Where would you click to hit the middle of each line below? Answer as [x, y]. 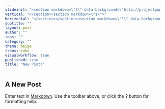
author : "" [16, 32]
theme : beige [18, 46]
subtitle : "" [18, 23]
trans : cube [17, 51]
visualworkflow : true [27, 55]
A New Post [23, 84]
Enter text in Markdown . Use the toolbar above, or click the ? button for [77, 96]
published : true [22, 60]
